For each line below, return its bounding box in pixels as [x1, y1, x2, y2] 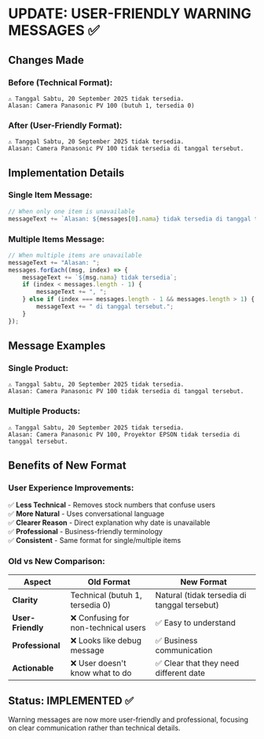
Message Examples [8, 340, 106, 353]
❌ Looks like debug [70, 635, 141, 646]
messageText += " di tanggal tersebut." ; [36, 303, 174, 311]
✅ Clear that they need [155, 657, 240, 668]
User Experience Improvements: [8, 482, 134, 493]
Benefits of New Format [8, 459, 127, 473]
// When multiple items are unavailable [8, 251, 143, 259]
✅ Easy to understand [155, 617, 236, 628]
